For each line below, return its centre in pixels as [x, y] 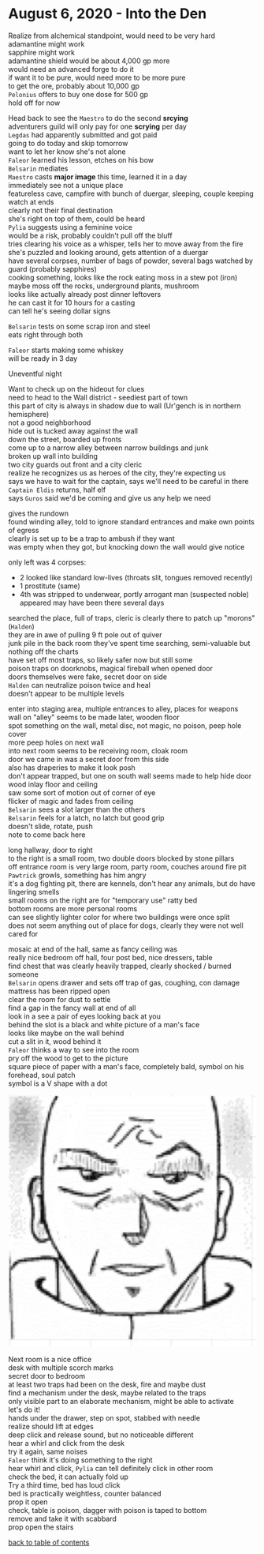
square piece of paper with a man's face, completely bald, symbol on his [126, 1066]
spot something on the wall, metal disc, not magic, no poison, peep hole [125, 725]
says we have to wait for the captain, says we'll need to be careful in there [128, 481]
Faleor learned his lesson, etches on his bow [81, 160]
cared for [23, 933]
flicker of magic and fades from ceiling [71, 801]
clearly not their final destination [61, 210]
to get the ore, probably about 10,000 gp [74, 86]
